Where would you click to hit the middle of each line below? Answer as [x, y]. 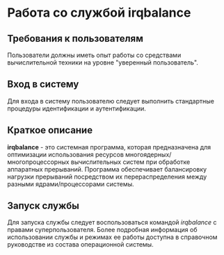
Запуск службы [43, 206]
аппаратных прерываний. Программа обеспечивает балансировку [107, 169]
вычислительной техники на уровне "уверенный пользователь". [103, 63]
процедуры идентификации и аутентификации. [77, 108]
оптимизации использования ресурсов [65, 154]
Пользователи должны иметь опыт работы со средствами [94, 55]
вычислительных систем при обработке [130, 162]
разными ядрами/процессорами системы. [71, 184]
